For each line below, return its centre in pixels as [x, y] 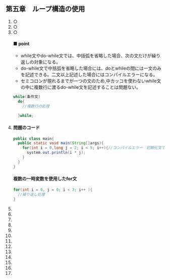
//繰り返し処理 [31, 194]
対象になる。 [47, 62]
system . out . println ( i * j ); [56, 153]
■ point [21, 44]
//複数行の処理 [36, 106]
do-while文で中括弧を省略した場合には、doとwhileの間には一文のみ [91, 68]
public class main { [34, 138]
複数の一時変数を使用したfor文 [45, 179]
